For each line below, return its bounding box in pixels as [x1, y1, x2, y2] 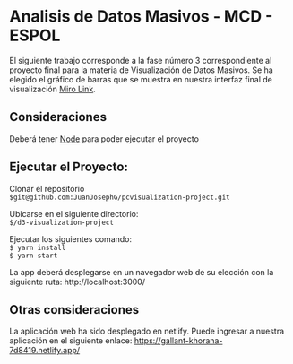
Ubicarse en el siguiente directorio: [9, 208, 139, 219]
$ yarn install [9, 243, 66, 252]
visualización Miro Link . [9, 83, 96, 94]
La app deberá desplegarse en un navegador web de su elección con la [9, 266, 274, 277]
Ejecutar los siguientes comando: [9, 233, 133, 244]
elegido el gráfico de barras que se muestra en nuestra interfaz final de [9, 74, 273, 84]
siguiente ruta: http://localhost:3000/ [9, 276, 146, 287]
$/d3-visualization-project [9, 218, 115, 227]
